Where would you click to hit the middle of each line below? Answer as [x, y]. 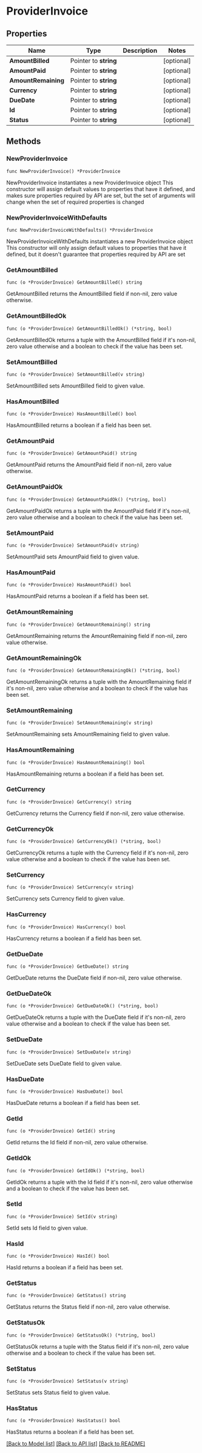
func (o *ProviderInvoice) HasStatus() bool [63, 1421]
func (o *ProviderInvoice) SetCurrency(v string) [70, 888]
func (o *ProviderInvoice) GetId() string [61, 1131]
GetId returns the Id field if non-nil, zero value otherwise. [77, 1143]
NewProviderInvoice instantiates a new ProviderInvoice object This [90, 183]
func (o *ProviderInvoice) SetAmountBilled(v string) [76, 374]
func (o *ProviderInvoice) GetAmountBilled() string [74, 283]
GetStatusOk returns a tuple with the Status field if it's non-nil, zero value [98, 1346]
